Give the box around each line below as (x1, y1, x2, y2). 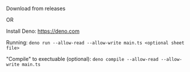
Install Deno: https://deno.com (6, 28, 80, 35)
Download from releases (6, 5, 66, 12)
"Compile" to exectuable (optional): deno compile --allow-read (6, 56, 159, 62)
